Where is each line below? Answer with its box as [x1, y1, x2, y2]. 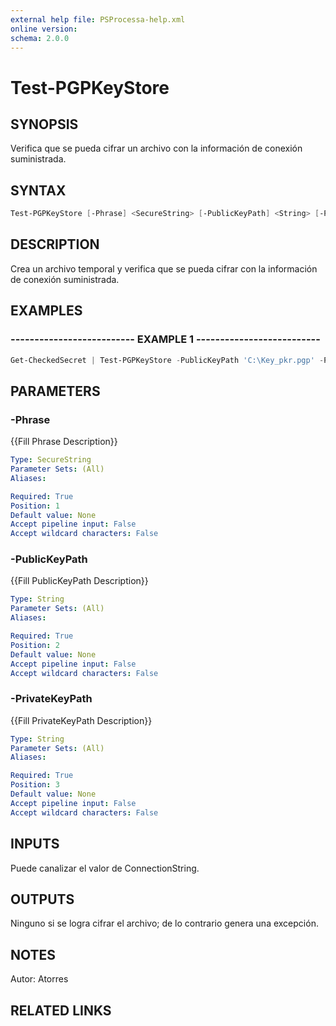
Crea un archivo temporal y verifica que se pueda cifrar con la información [10, 262, 318, 275]
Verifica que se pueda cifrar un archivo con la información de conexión [10, 142, 303, 155]
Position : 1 [10, 501, 60, 511]
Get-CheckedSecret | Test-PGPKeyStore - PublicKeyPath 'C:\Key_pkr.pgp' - [10, 355, 325, 365]
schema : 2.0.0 [10, 33, 70, 43]
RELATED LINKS [10, 1002, 112, 1019]
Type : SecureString [10, 455, 92, 465]
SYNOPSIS [10, 116, 79, 133]
